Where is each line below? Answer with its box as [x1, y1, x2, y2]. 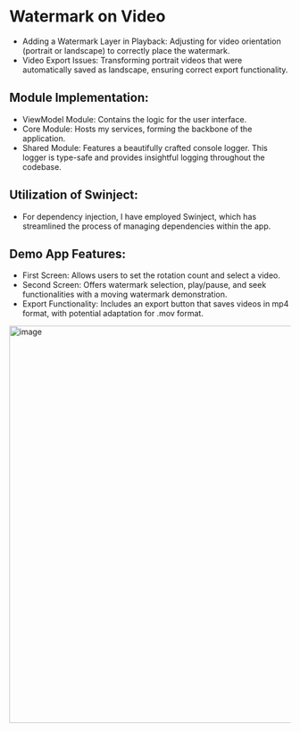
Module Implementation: [9, 90, 149, 105]
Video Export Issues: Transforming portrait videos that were [21, 55, 243, 65]
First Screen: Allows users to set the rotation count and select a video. [21, 270, 281, 281]
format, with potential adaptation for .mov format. [21, 308, 204, 319]
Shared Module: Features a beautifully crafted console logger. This [21, 142, 268, 153]
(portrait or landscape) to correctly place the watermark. [21, 45, 230, 55]
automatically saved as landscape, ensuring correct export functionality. [21, 64, 288, 75]
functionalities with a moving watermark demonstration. [21, 289, 228, 300]
